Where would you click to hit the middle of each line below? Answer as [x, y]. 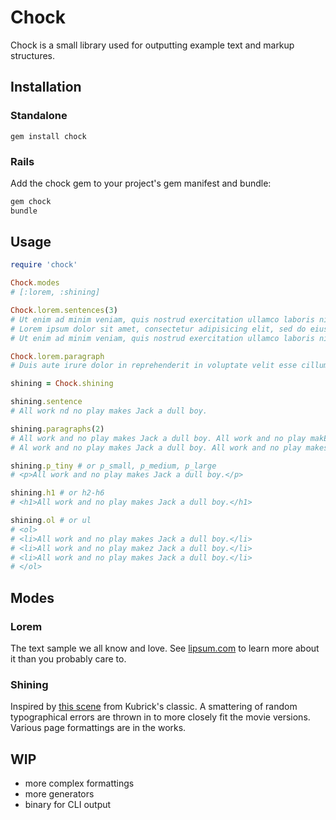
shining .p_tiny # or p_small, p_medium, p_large [113, 466]
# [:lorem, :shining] [55, 292]
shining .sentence [46, 402]
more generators [59, 794]
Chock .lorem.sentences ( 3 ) [64, 311]
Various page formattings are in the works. [98, 728]
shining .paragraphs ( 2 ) [57, 429]
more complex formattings [79, 783]
